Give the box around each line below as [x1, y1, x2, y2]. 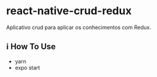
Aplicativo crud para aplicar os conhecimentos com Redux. [6, 24, 152, 31]
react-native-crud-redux [6, 4, 132, 18]
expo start [14, 64, 41, 71]
